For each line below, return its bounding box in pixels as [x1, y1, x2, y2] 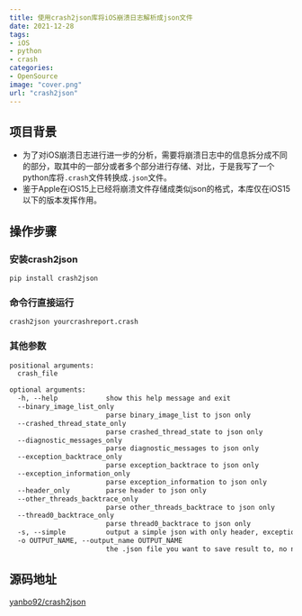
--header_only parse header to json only [17, 485, 207, 495]
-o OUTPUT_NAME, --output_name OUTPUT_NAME [17, 537, 182, 546]
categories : [9, 64, 54, 73]
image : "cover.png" [9, 80, 83, 89]
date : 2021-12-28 [9, 22, 75, 31]
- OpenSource [9, 72, 58, 81]
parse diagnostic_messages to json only [105, 444, 259, 453]
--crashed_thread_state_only [17, 419, 127, 428]
